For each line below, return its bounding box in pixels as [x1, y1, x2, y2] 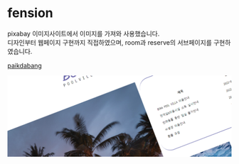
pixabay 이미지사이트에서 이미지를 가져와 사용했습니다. [7, 29, 160, 38]
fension [7, 5, 53, 21]
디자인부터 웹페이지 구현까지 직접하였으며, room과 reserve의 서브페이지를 [7, 38, 212, 47]
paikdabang [7, 61, 43, 70]
